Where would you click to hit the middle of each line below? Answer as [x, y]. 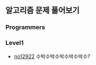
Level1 [15, 43]
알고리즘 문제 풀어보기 [42, 10]
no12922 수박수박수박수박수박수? [52, 56]
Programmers [25, 27]
